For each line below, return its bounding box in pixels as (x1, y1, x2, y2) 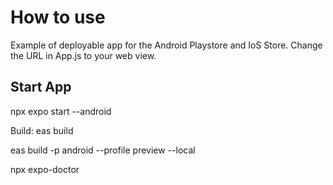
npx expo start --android (10, 105, 112, 117)
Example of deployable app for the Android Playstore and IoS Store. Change (10, 39, 323, 51)
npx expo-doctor (10, 163, 80, 175)
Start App (10, 79, 72, 96)
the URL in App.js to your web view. (10, 49, 157, 61)
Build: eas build (10, 124, 74, 136)
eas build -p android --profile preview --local (10, 144, 196, 156)
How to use (10, 6, 106, 29)
